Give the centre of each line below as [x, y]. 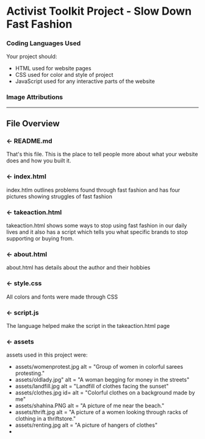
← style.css [24, 283]
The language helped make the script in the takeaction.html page [88, 325]
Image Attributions [35, 97]
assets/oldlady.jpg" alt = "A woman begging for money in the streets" [102, 380]
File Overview [33, 124]
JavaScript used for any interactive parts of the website [85, 81]
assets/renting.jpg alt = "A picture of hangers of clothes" [86, 425]
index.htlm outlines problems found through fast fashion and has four [93, 190]
